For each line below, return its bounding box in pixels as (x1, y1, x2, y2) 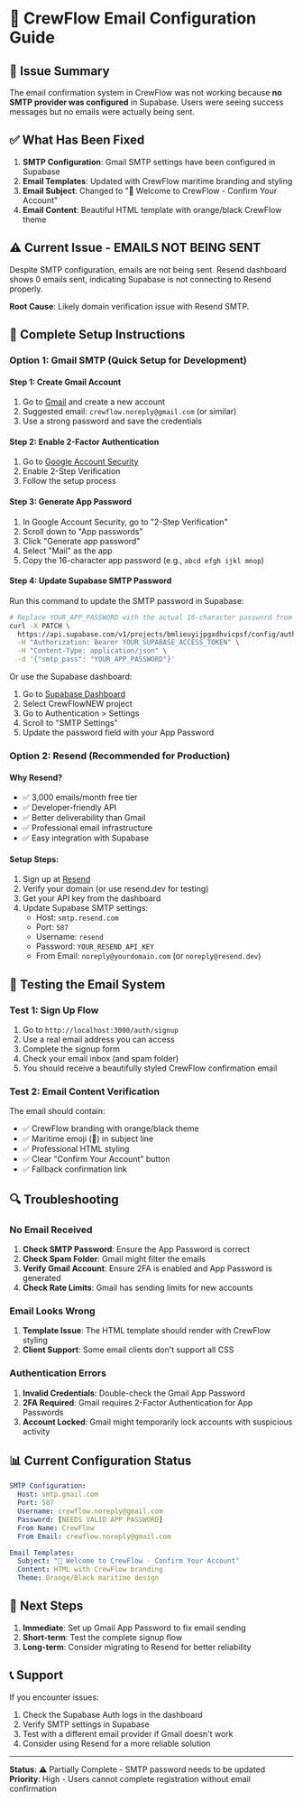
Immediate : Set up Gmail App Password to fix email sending (22, 1622, 246, 1633)
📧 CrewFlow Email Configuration (9, 8, 257, 29)
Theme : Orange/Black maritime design (17, 1574, 160, 1583)
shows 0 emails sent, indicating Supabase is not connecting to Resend (9, 274, 272, 284)
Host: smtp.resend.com (35, 912, 119, 924)
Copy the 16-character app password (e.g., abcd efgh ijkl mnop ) (22, 554, 264, 565)
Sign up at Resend (22, 874, 91, 885)
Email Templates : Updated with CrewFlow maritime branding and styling (22, 175, 293, 186)
